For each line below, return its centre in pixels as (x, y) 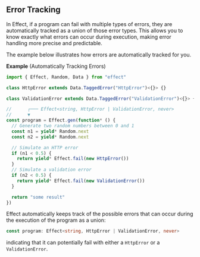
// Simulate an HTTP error (45, 148)
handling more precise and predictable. (54, 43)
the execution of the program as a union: (56, 220)
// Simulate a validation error (52, 170)
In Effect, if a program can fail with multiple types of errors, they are (89, 24)
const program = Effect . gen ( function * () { (61, 120)
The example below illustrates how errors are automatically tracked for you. (99, 54)
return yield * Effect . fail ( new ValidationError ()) (81, 181)
